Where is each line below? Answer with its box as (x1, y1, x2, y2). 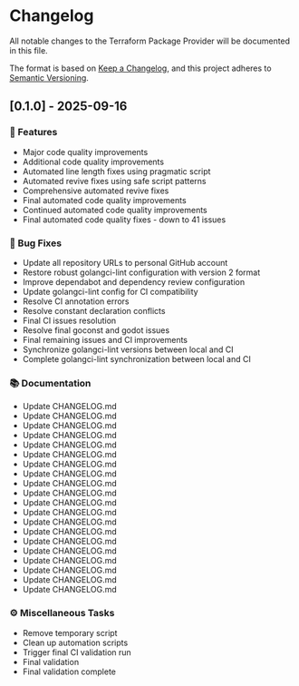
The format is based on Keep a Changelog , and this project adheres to (9, 63, 272, 73)
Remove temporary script (22, 627, 118, 638)
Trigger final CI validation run (22, 646, 131, 658)
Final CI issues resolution (22, 315, 117, 326)
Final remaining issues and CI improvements (22, 334, 188, 345)
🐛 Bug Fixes (9, 237, 62, 250)
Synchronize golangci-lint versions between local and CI (22, 344, 234, 355)
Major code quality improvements (22, 146, 149, 157)
